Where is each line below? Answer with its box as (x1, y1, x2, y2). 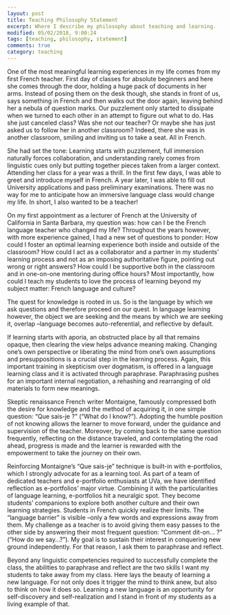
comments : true (7, 42, 51, 49)
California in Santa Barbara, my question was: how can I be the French (7, 218, 206, 227)
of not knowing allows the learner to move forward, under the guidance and (7, 419, 221, 428)
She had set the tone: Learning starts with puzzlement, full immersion (7, 146, 204, 155)
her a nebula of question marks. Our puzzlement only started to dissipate (7, 104, 214, 112)
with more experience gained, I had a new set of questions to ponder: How (7, 233, 218, 241)
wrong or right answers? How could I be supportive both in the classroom (7, 262, 215, 271)
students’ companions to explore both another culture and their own (7, 499, 200, 507)
